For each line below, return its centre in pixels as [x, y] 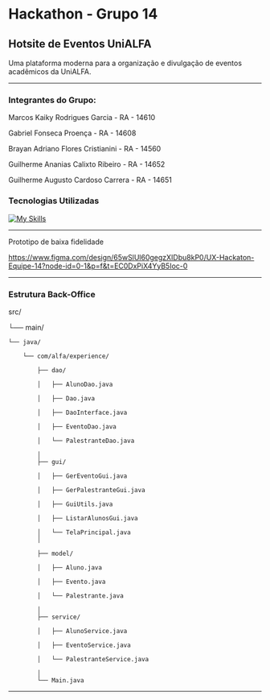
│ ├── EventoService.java [84, 645]
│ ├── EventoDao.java [77, 427]
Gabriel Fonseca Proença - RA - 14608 [72, 133]
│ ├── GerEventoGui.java [82, 476]
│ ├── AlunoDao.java [75, 384]
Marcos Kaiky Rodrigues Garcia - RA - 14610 [82, 118]
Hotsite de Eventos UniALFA [80, 44]
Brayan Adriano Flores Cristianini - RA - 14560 [85, 149]
